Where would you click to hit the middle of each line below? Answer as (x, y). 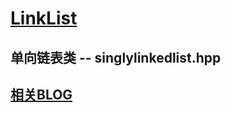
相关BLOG (41, 94)
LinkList (44, 18)
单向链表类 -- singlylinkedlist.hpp (116, 57)
